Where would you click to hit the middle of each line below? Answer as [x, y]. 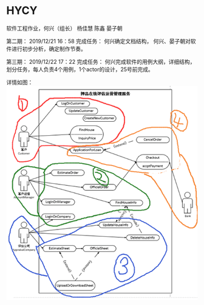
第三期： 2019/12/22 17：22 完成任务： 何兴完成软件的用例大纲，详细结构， [101, 61]
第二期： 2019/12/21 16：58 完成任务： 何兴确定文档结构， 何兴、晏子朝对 [99, 41]
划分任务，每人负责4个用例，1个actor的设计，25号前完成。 [80, 69]
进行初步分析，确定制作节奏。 [49, 49]
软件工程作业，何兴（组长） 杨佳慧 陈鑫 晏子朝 [64, 28]
